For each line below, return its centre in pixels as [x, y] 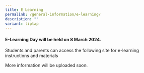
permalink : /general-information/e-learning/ [53, 14]
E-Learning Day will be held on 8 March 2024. [53, 39]
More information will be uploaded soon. [46, 66]
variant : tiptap [22, 24]
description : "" [22, 19]
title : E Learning [24, 10]
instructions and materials [32, 56]
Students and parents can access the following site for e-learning [72, 51]
